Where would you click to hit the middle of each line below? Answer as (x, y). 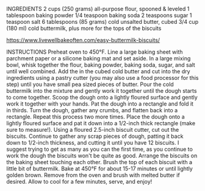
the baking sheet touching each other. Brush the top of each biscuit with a (99, 162)
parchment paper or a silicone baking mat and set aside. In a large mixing (99, 58)
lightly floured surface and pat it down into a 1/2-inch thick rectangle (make (101, 123)
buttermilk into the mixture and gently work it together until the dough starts (102, 91)
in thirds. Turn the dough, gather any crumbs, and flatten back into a (92, 110)
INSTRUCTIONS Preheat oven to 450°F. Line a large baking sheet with (95, 52)
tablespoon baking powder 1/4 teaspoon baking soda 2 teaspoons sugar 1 (99, 15)
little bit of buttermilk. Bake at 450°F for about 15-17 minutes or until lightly (100, 168)
